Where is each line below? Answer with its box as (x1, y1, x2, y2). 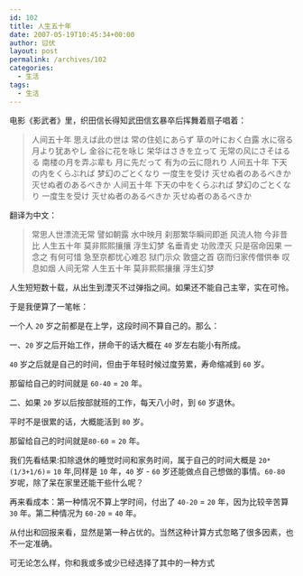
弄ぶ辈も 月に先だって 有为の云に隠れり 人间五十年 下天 (80, 156, 288, 167)
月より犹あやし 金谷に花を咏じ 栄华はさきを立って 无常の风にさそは (31, 145, 283, 156)
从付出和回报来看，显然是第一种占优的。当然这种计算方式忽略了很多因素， (9, 526, 286, 537)
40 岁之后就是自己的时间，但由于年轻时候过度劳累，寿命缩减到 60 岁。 (9, 358, 270, 369)
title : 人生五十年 (9, 22, 72, 31)
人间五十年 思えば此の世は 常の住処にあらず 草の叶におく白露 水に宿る (31, 134, 294, 144)
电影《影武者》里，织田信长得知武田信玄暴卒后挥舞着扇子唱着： (9, 115, 246, 125)
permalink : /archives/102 (9, 55, 106, 64)
